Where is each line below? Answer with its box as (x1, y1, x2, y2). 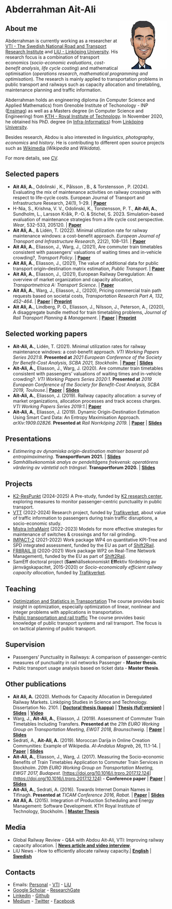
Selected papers (5, 170, 59, 178)
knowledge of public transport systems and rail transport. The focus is (12, 620, 162, 626)
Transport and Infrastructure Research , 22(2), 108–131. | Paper (12, 238, 146, 244)
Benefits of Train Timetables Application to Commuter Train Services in (12, 759, 163, 765)
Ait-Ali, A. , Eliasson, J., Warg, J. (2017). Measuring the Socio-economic (12, 753, 164, 759)
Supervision (5, 640, 45, 649)
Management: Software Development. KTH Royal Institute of (12, 803, 141, 809)
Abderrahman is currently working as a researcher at (5, 38, 117, 44)
